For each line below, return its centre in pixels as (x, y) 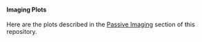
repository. (22, 32)
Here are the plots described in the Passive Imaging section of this (101, 24)
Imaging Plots (27, 9)
